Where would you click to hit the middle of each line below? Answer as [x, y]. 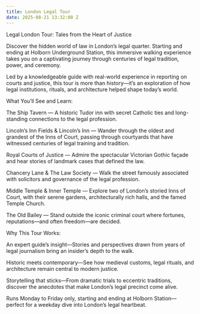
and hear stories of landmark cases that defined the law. [76, 161]
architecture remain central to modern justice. [62, 269]
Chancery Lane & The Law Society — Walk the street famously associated [97, 173]
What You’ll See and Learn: [39, 101]
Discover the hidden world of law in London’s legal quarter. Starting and [94, 46]
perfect [15, 304]
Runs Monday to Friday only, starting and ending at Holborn [80, 298]
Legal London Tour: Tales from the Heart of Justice [69, 34]
